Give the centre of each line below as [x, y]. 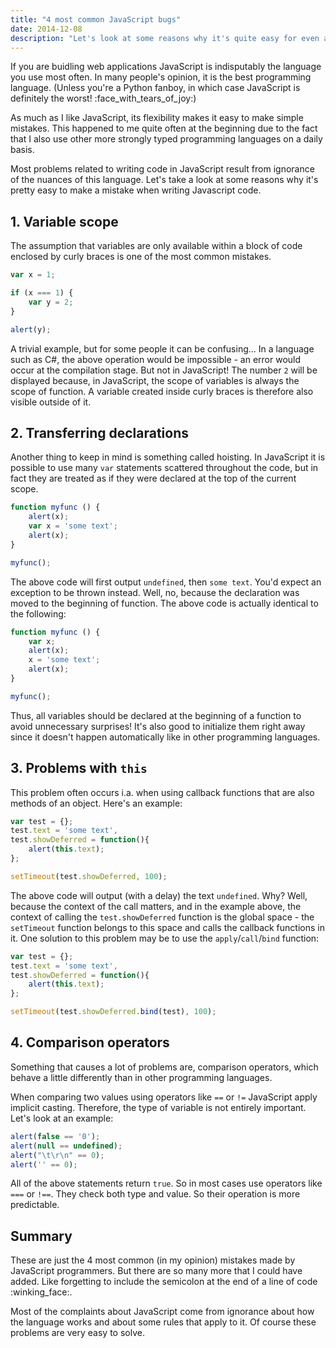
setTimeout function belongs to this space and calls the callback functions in [167, 927]
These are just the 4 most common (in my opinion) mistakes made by [153, 1260]
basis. [22, 150]
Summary [41, 1236]
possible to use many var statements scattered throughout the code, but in [164, 468]
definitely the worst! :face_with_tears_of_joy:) [103, 98]
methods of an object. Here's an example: [96, 803]
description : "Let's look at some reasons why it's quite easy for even [165, 38]
